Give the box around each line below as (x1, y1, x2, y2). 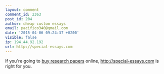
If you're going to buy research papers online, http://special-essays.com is (5, 58, 159, 64)
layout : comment (5, 7, 39, 12)
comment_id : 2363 (5, 12, 41, 17)
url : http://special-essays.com (5, 44, 72, 49)
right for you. (5, 63, 32, 69)
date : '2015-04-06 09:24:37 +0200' (5, 30, 79, 35)
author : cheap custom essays (5, 21, 66, 26)
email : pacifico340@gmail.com (5, 26, 68, 31)
